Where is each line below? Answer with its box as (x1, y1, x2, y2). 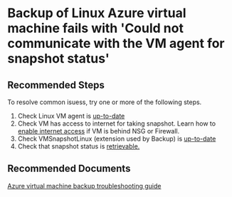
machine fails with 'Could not (7, 20, 184, 36)
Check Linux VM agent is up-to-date (17, 112, 125, 120)
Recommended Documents (7, 163, 131, 175)
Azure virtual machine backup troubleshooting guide (7, 181, 162, 190)
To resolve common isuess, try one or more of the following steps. (7, 98, 202, 106)
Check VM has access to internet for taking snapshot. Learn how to (17, 119, 216, 128)
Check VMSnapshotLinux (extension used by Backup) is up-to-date (17, 134, 216, 143)
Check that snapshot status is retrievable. (17, 142, 140, 151)
